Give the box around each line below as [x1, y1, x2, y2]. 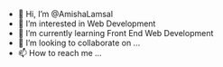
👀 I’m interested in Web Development [17, 18, 156, 29]
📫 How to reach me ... [17, 48, 102, 58]
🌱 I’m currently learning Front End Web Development [17, 28, 214, 38]
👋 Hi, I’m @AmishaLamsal [17, 9, 114, 19]
